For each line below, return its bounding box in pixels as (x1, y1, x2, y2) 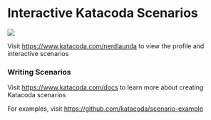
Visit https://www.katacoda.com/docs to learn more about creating (7, 83, 204, 92)
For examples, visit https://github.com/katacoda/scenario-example (7, 104, 203, 113)
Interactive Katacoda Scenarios (7, 5, 198, 21)
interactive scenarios (7, 49, 69, 58)
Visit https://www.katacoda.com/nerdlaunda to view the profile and (7, 41, 205, 50)
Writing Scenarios (7, 67, 71, 77)
